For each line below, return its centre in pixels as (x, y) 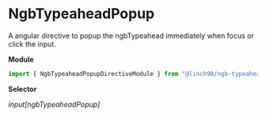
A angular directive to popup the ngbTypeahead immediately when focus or (131, 36)
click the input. (32, 43)
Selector (23, 89)
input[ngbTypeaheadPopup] (54, 104)
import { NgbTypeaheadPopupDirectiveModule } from (93, 74)
